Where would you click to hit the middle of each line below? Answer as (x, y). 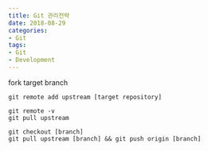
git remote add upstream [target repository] (85, 97)
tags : (17, 45)
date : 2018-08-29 (37, 23)
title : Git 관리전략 (39, 15)
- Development (32, 60)
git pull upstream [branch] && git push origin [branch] (105, 139)
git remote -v (32, 111)
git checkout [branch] (46, 132)
